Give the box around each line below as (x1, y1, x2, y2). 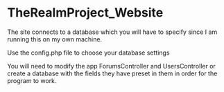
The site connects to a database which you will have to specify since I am (7, 28, 218, 36)
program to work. (7, 76, 57, 84)
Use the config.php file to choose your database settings (7, 48, 170, 57)
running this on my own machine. (7, 35, 103, 43)
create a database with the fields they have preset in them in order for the (7, 69, 218, 77)
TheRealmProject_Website (7, 5, 164, 21)
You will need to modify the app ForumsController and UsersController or (7, 62, 216, 70)
